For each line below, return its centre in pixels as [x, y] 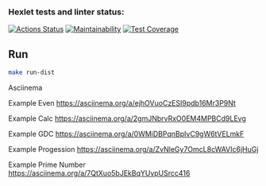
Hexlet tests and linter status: [66, 12]
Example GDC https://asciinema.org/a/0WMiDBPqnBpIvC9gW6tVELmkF [126, 134]
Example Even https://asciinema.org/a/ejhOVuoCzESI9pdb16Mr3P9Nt [122, 103]
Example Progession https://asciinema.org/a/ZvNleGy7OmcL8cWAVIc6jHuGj [133, 149]
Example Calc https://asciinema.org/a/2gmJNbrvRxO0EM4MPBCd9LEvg [127, 118]
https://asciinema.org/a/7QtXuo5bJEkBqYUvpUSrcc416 [99, 172]
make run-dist [32, 73]
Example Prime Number [47, 165]
